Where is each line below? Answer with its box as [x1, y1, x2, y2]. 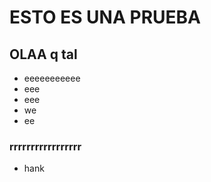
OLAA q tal [9, 46, 78, 63]
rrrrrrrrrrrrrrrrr [9, 139, 82, 153]
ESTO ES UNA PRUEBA [9, 6, 201, 29]
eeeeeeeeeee [23, 72, 81, 84]
